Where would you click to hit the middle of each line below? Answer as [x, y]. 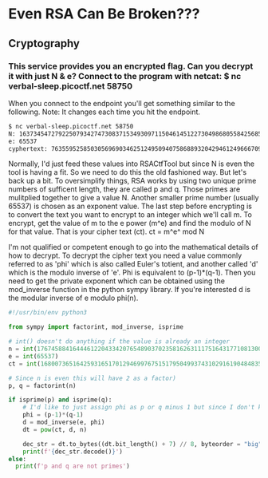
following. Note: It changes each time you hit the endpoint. [104, 112]
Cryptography [44, 43]
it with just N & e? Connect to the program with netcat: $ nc [125, 76]
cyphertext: [28, 148]
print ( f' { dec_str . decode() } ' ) [73, 452]
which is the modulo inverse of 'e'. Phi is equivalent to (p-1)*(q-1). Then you [132, 273]
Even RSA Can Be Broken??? [104, 14]
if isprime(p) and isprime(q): [60, 400]
